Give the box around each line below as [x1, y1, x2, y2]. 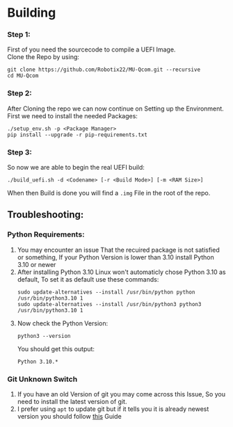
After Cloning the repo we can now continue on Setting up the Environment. [7, 104, 224, 113]
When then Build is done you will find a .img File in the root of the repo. [7, 189, 211, 198]
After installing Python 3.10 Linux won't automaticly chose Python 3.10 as [17, 268, 226, 276]
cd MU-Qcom [7, 72, 39, 79]
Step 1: [7, 30, 31, 40]
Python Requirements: [7, 229, 85, 239]
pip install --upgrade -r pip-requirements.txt [7, 131, 148, 138]
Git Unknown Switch [7, 374, 78, 384]
